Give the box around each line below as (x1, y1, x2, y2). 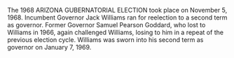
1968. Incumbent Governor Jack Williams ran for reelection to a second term (7, 13, 228, 22)
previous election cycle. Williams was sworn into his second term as (7, 36, 204, 44)
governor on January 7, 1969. (7, 43, 92, 51)
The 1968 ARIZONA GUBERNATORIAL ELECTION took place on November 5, (7, 6, 228, 14)
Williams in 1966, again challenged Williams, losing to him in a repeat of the (7, 28, 224, 36)
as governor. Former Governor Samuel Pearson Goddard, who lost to (7, 21, 206, 29)
